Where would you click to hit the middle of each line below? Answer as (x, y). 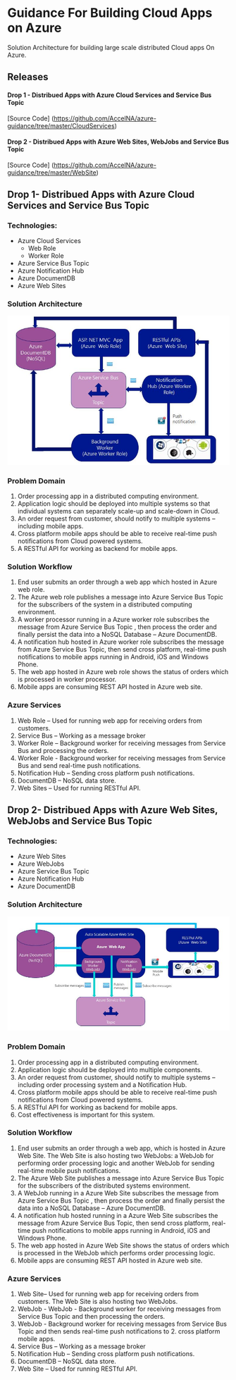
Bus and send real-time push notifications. (79, 765)
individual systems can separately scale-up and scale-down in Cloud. (118, 511)
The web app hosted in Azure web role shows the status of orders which (123, 672)
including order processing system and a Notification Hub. (102, 1084)
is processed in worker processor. (67, 679)
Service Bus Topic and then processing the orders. (91, 1317)
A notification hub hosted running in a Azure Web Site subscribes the (118, 1215)
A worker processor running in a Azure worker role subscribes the (113, 620)
